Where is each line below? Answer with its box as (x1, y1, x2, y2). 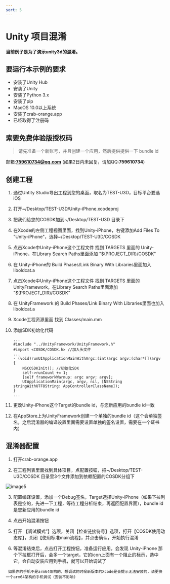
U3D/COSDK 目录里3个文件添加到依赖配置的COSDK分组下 (13, 473, 135, 479)
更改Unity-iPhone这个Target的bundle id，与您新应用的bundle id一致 (13, 402, 155, 408)
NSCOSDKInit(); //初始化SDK (22, 366, 79, 371)
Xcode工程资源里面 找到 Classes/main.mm (13, 317, 102, 322)
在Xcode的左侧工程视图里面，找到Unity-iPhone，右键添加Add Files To (13, 227, 160, 233)
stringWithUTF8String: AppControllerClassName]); (13, 384, 120, 389)
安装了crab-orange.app (13, 111, 62, 117)
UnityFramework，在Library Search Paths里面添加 (13, 284, 118, 290)
